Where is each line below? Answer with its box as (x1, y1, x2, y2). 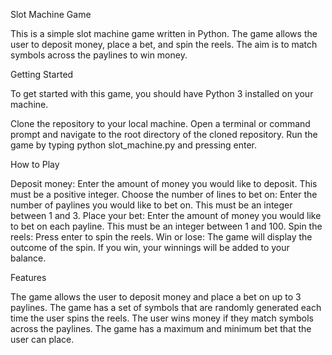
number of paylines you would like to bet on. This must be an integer (10, 199, 293, 211)
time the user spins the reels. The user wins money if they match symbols (10, 312, 314, 324)
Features (10, 272, 47, 283)
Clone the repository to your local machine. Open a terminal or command (10, 118, 311, 129)
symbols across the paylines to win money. (10, 49, 188, 61)
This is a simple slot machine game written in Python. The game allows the (10, 28, 318, 39)
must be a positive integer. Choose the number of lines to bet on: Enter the (10, 189, 318, 200)
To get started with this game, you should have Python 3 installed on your (10, 88, 314, 99)
